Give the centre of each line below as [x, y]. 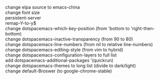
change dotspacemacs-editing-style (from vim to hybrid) [64, 50]
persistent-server [23, 18]
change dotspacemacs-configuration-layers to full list [61, 55]
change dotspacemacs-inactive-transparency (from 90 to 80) [69, 39]
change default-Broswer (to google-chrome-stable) [59, 71]
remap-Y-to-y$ [21, 23]
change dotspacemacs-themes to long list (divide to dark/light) [70, 65]
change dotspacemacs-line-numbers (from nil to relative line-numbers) [79, 44]
